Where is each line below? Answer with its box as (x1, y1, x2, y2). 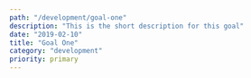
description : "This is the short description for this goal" (9, 22, 245, 30)
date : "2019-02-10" (9, 30, 83, 39)
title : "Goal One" (9, 38, 79, 48)
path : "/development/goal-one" (9, 13, 127, 22)
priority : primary (9, 55, 79, 64)
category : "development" (9, 47, 103, 56)
